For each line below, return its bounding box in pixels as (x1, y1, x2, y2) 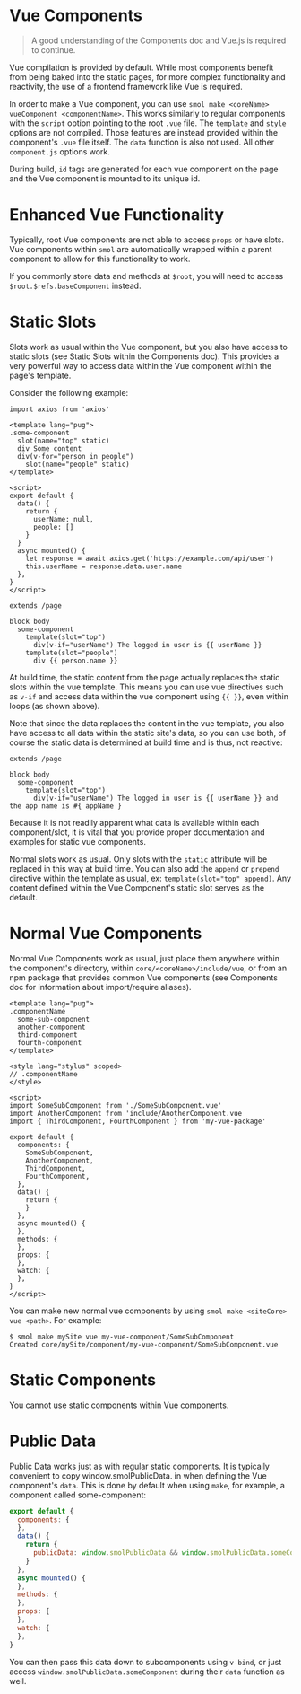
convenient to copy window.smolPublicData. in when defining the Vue (9, 1470, 267, 1481)
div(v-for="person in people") (17, 452, 134, 461)
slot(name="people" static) (25, 460, 130, 469)
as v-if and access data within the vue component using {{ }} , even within (9, 690, 289, 701)
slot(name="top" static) (17, 436, 110, 445)
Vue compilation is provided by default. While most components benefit (9, 62, 274, 73)
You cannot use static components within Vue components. (9, 1400, 229, 1410)
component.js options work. (9, 145, 110, 157)
